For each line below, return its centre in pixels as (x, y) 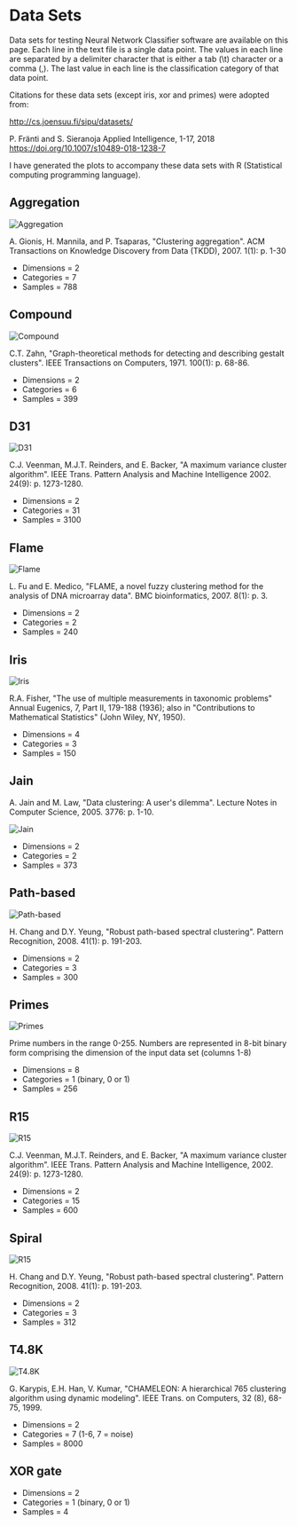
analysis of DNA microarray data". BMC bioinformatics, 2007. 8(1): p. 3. (139, 596)
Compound (41, 315)
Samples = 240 (50, 632)
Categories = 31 (51, 510)
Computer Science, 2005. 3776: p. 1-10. (82, 812)
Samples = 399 (50, 398)
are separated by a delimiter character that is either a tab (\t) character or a (146, 59)
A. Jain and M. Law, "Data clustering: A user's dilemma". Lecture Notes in (143, 802)
